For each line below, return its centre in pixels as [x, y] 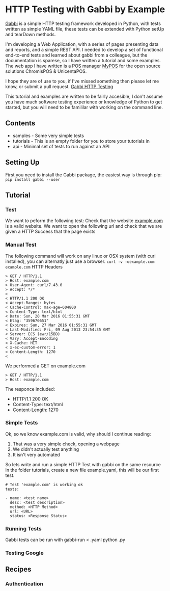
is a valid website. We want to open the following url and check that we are [84, 226]
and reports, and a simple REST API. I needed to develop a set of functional [84, 49]
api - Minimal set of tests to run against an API [61, 146]
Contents [20, 123]
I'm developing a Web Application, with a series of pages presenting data [82, 44]
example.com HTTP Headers [34, 266]
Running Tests [23, 528]
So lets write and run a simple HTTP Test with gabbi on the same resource [83, 464]
